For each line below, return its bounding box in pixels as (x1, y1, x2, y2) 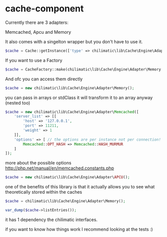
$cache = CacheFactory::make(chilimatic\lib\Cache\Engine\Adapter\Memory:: (5, 67, 166, 72)
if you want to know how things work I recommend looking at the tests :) (5, 226, 153, 232)
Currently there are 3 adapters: (5, 19, 69, 25)
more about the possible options (5, 160, 72, 166)
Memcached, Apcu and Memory (5, 29, 71, 35)
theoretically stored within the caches (5, 189, 83, 195)
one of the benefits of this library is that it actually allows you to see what (5, 184, 155, 190)
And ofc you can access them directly (5, 76, 83, 82)
